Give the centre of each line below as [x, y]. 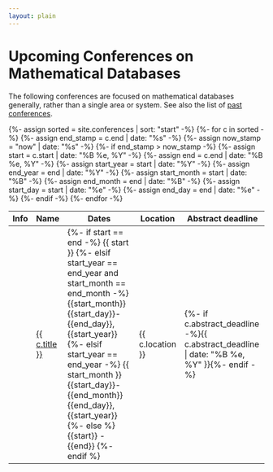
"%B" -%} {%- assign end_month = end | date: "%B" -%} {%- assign [124, 181]
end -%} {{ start [98, 243]
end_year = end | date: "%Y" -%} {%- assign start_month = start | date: [128, 173]
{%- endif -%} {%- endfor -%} [71, 198]
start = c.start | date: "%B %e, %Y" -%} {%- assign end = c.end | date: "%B [136, 155]
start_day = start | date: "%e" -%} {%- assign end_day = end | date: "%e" [132, 190]
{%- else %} [91, 426]
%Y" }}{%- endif [217, 365]
